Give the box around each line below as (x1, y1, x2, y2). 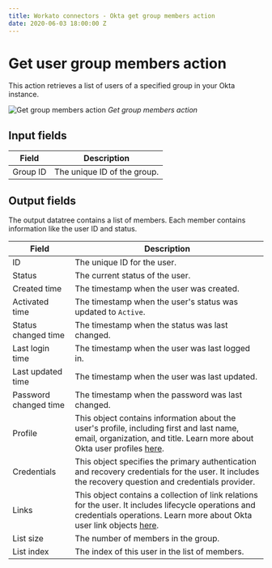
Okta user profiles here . (74, 443, 164, 454)
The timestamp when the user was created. (74, 283, 240, 295)
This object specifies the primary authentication (74, 456, 257, 468)
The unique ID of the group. (53, 167, 159, 178)
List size (12, 533, 45, 545)
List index (12, 546, 49, 557)
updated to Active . (74, 307, 146, 318)
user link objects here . (74, 519, 159, 531)
